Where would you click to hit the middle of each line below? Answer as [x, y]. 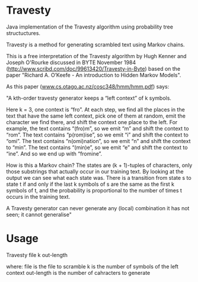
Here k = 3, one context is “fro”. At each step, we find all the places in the [95, 109]
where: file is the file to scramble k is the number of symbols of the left [92, 266]
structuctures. [23, 33]
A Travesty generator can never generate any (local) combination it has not [98, 208]
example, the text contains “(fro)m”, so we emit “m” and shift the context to [98, 128]
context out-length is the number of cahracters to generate [78, 273]
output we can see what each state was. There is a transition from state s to [99, 178]
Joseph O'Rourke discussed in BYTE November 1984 [71, 62]
